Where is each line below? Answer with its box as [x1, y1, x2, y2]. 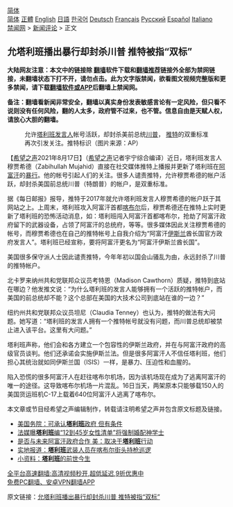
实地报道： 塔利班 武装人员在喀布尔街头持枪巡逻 [17, 445, 151, 453]
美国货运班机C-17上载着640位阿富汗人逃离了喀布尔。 [7, 389, 159, 398]
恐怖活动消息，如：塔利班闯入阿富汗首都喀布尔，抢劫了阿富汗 [43, 211, 220, 220]
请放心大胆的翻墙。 [7, 115, 62, 123]
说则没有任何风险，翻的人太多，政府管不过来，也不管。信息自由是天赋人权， [7, 106, 226, 115]
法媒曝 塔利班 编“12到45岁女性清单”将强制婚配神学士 [17, 428, 164, 436]
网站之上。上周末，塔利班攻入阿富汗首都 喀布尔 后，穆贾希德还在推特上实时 [7, 203, 220, 211]
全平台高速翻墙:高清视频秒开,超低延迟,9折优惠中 [7, 469, 144, 477]
